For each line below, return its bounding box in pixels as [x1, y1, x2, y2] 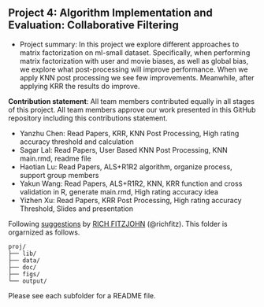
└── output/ [8, 277, 47, 285]
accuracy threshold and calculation [19, 137, 134, 146]
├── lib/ [8, 250, 37, 257]
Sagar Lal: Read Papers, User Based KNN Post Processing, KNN [19, 145, 228, 154]
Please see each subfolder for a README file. [8, 290, 156, 300]
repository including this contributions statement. [8, 113, 168, 123]
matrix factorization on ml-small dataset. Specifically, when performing [19, 47, 251, 57]
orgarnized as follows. [8, 227, 80, 237]
